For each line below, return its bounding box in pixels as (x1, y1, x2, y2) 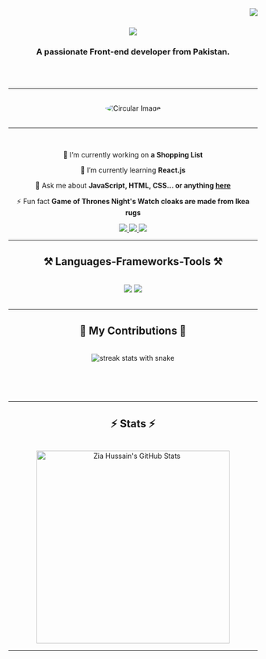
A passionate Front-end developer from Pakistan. (36, 47, 230, 58)
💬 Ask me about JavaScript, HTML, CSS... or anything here (35, 181, 231, 191)
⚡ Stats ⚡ (110, 417, 156, 430)
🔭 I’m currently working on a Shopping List (63, 150, 203, 160)
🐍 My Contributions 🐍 (79, 324, 187, 337)
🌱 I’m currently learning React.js (80, 165, 186, 175)
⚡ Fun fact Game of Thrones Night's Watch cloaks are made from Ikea (16, 197, 250, 206)
